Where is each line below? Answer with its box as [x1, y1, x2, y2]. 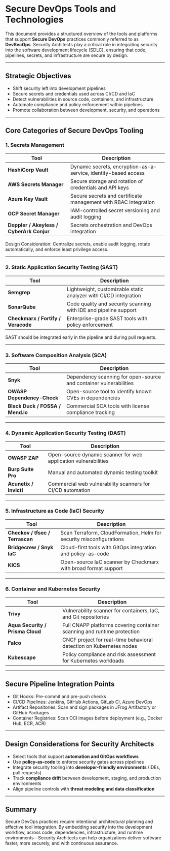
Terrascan [8, 535, 33, 543]
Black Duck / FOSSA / [8, 402, 61, 409]
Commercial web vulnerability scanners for [48, 481, 150, 488]
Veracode [8, 321, 32, 328]
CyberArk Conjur [8, 228, 50, 235]
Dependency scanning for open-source [66, 373, 161, 381]
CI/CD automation [48, 487, 91, 494]
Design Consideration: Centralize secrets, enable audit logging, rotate [5, 241, 151, 247]
